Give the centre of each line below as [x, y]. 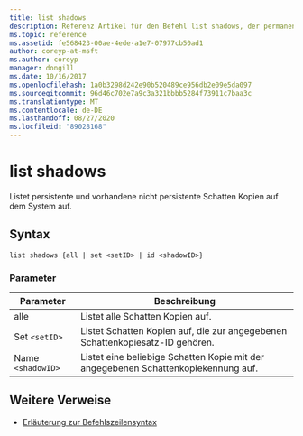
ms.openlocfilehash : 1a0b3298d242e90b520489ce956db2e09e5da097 [131, 85]
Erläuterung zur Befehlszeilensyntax [90, 422]
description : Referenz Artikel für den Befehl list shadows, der [134, 26]
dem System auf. [41, 206]
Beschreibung [185, 301]
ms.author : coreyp [44, 60]
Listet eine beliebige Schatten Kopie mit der [172, 357]
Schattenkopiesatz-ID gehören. [147, 342]
